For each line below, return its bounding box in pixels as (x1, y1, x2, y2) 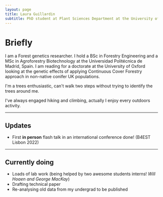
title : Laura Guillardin (5, 12, 55, 16)
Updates (5, 121, 32, 130)
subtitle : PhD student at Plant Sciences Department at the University (5, 16, 153, 21)
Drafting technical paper (12, 181, 61, 187)
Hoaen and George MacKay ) (12, 176, 70, 182)
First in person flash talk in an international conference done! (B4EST (12, 134, 151, 140)
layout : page (5, 7, 32, 12)
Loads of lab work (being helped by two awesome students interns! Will (12, 171, 156, 177)
